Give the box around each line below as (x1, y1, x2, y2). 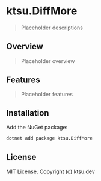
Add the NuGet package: (6, 124, 68, 131)
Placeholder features (20, 90, 73, 98)
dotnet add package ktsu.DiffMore (6, 135, 93, 141)
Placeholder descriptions (20, 24, 83, 31)
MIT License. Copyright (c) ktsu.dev (6, 168, 95, 175)
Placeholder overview (20, 57, 75, 64)
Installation (6, 108, 49, 118)
